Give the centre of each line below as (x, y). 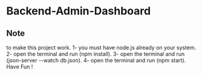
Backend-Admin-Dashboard (79, 11)
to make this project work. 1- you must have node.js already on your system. (101, 47)
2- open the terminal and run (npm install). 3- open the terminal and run (96, 54)
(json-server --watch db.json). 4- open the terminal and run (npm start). (96, 60)
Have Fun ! (20, 67)
